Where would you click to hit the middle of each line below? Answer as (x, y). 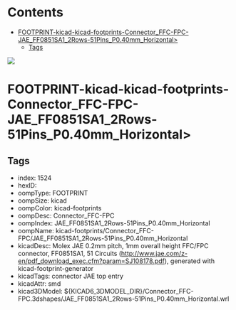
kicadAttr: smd (39, 283)
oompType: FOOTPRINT (53, 193)
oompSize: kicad (42, 201)
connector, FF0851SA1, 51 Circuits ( (70, 253)
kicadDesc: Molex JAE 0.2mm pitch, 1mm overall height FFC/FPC (113, 245)
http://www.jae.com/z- (154, 253)
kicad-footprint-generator (56, 268)
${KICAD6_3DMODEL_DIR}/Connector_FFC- (129, 291)
